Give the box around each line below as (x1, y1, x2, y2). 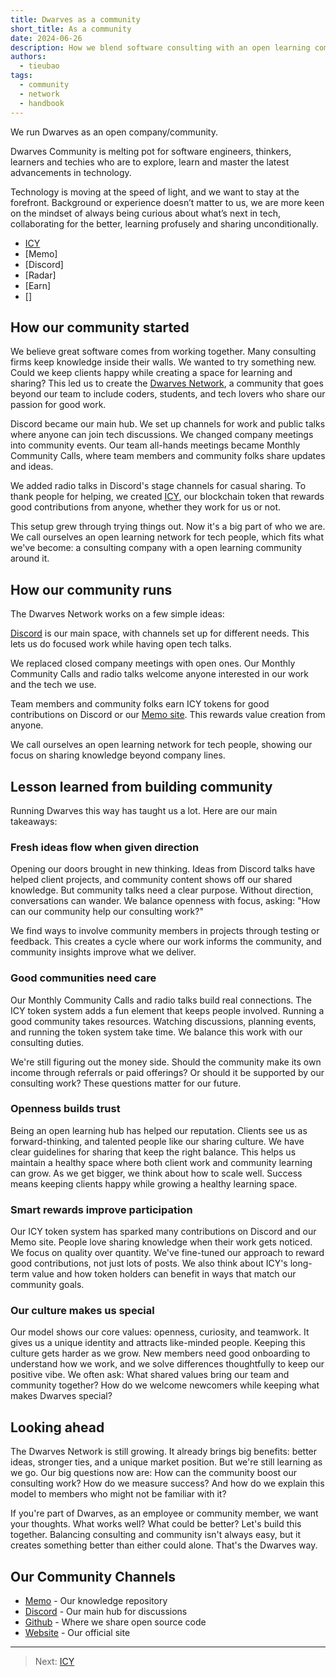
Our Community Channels (10, 1568, 177, 1585)
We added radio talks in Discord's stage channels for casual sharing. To (10, 480, 307, 492)
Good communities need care (10, 971, 157, 985)
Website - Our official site (24, 1627, 131, 1639)
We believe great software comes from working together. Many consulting (10, 346, 317, 358)
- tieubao (19, 61, 60, 71)
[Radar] (24, 269, 57, 281)
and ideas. (10, 461, 54, 473)
